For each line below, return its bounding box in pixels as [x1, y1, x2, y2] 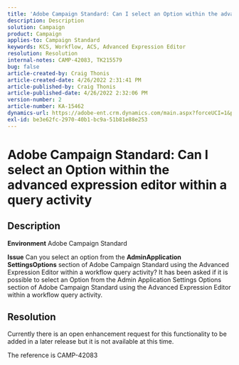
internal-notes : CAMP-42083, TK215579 [7, 57, 122, 64]
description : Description [7, 17, 84, 24]
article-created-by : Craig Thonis [7, 70, 110, 77]
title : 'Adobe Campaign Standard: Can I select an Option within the [7, 10, 218, 18]
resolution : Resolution [7, 50, 78, 58]
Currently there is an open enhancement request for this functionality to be [7, 329, 228, 338]
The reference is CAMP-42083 [7, 351, 98, 359]
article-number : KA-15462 [7, 103, 84, 110]
